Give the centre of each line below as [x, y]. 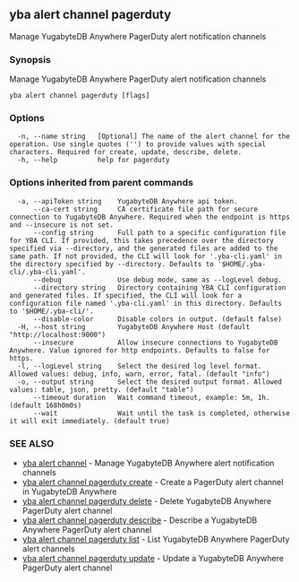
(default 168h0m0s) [46, 405]
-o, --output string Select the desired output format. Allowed [149, 382]
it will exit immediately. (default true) [90, 421]
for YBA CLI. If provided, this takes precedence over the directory [142, 240]
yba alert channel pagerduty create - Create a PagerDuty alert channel [153, 482]
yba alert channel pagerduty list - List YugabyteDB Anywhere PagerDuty [156, 539]
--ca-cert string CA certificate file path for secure [145, 209]
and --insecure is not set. [62, 225]
